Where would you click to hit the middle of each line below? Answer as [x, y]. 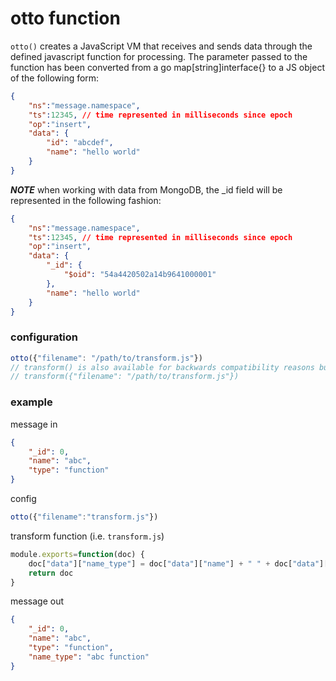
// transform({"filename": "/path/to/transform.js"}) [125, 377]
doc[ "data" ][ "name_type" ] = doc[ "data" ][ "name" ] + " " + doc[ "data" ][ [178, 563]
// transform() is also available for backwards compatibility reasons [162, 367]
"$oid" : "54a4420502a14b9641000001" [140, 275]
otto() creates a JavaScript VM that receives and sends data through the [161, 46]
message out [37, 601]
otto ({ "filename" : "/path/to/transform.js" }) [106, 358]
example [31, 402]
